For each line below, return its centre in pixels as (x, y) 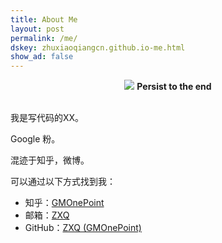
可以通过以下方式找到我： (63, 182)
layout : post (37, 29)
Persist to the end (174, 87)
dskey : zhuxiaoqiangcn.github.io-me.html (98, 47)
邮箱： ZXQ (47, 215)
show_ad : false (42, 57)
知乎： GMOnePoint (64, 203)
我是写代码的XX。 (47, 118)
